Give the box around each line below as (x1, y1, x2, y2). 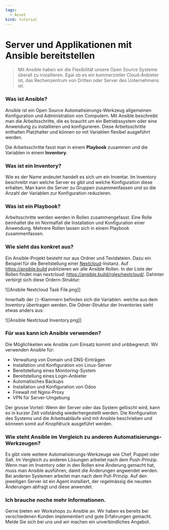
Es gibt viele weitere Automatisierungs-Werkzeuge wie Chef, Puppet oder (5, 452, 160, 458)
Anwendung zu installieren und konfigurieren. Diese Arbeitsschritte (5, 123, 146, 129)
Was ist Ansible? (5, 95, 47, 102)
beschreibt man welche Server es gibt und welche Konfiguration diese (5, 179, 153, 185)
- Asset (10, 12, 26, 17)
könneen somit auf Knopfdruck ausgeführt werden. (5, 420, 113, 427)
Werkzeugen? (5, 439, 41, 446)
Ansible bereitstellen (5, 49, 95, 61)
